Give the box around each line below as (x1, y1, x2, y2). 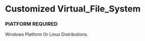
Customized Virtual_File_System (5, 3, 141, 14)
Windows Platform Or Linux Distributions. (5, 31, 88, 37)
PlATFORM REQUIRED (5, 21, 58, 27)
